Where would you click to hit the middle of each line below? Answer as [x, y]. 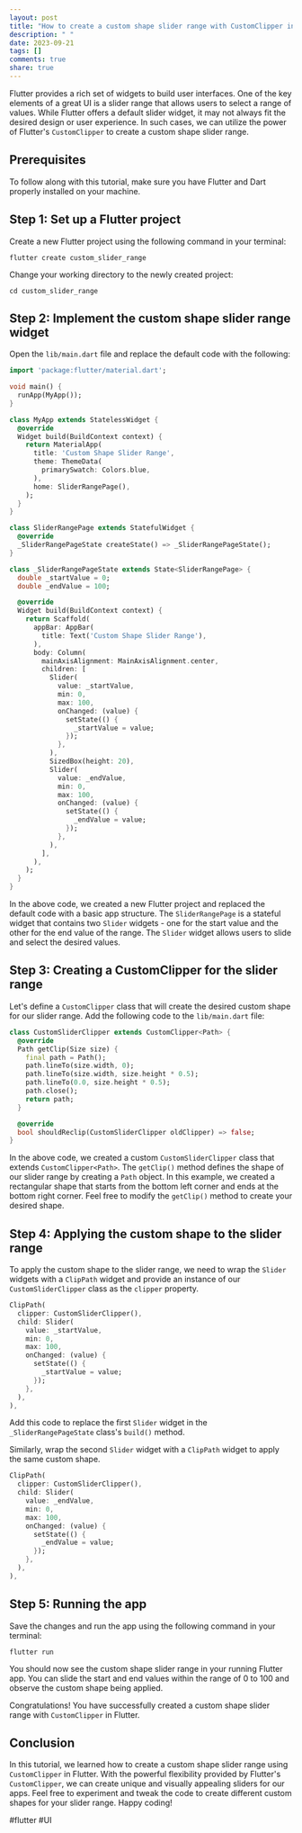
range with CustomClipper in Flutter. [75, 1714]
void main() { [36, 387]
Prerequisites [48, 160]
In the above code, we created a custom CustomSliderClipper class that [142, 1158]
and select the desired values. [65, 942]
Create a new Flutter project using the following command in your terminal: [148, 241]
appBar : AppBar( [63, 628]
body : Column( [60, 652]
